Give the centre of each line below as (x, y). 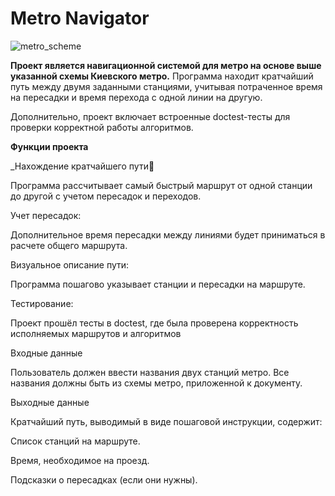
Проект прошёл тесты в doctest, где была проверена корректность (154, 323)
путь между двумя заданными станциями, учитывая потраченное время (166, 86)
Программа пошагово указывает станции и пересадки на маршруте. (158, 284)
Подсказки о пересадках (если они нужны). (104, 479)
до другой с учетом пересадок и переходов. (106, 196)
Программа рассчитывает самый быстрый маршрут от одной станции (161, 185)
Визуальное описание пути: (70, 264)
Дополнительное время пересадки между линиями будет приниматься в (168, 234)
